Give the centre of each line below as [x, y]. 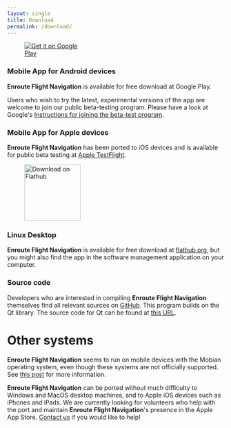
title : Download [30, 20]
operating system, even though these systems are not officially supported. [113, 366]
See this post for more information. [57, 374]
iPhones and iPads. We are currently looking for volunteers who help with [111, 402]
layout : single [29, 13]
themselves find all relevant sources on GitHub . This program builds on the [113, 305]
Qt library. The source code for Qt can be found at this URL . [92, 313]
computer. [22, 265]
